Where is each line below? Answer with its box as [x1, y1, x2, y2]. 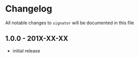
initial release [12, 47, 40, 53]
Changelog [5, 3, 52, 15]
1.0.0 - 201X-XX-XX [5, 34, 68, 43]
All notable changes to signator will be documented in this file [5, 20, 134, 26]
